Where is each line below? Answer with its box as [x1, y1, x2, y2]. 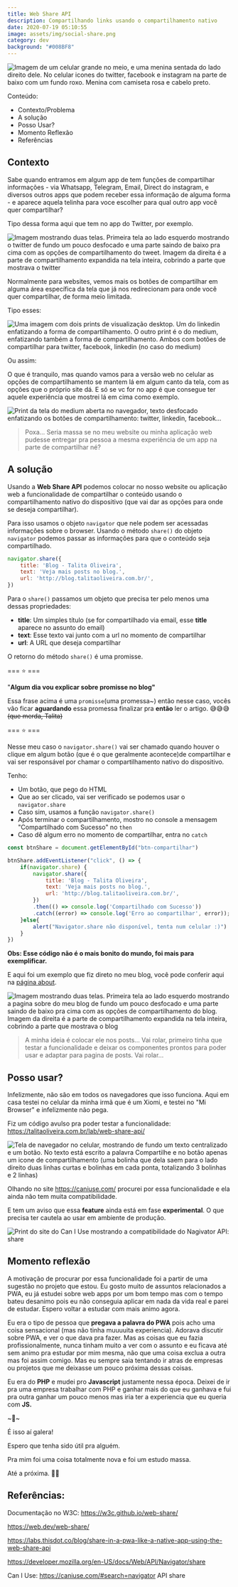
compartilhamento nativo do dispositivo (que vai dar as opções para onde [7, 497, 224, 506]
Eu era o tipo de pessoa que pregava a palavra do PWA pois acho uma [7, 1318, 215, 1327]
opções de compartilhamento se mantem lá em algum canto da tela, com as [7, 378, 229, 386]
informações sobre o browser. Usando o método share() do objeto [7, 526, 202, 535]
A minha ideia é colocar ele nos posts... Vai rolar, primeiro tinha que [24, 1036, 222, 1044]
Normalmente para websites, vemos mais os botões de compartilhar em [7, 277, 218, 285]
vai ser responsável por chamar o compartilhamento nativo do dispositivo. [7, 758, 225, 766]
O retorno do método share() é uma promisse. [7, 652, 144, 661]
